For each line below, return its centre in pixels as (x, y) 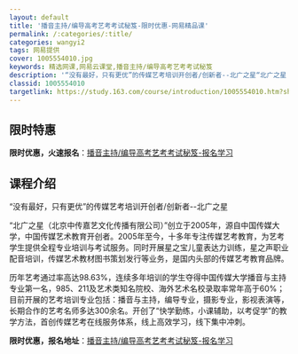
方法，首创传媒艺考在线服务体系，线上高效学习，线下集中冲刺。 (133, 322)
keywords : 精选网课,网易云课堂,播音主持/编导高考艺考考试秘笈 (111, 67)
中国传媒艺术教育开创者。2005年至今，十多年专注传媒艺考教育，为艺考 (155, 237)
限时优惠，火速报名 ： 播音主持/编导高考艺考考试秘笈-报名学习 (121, 153)
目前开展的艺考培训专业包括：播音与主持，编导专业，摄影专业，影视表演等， (149, 300)
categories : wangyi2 (47, 42)
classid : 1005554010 (47, 83)
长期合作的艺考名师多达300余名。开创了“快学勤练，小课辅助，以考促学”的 (144, 311)
